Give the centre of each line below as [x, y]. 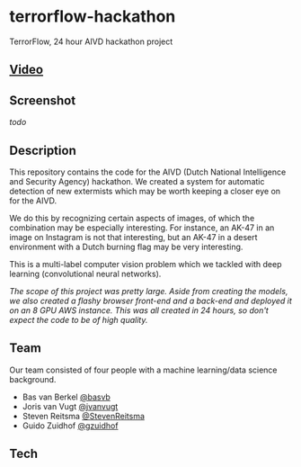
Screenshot [43, 100]
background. [33, 379]
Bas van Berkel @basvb [66, 397]
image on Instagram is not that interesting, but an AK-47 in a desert [133, 237]
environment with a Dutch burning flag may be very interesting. [126, 247]
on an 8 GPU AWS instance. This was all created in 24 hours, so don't [139, 310]
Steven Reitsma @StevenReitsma [84, 416]
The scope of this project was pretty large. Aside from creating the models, [149, 291]
